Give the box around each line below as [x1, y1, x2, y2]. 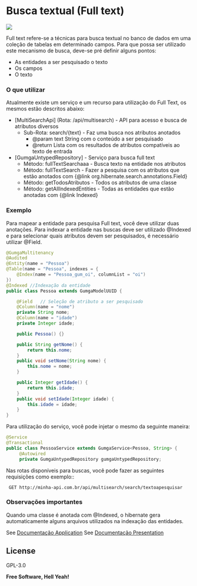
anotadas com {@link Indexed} [23, 192, 98, 199]
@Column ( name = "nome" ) [16, 304, 75, 310]
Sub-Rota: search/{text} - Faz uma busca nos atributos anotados [23, 129, 181, 136]
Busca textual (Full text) [6, 4, 125, 18]
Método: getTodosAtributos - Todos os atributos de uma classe [23, 179, 177, 186]
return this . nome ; [27, 347, 72, 353]
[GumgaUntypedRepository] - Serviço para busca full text [14, 154, 155, 161]
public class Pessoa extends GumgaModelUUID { [6, 288, 122, 294]
